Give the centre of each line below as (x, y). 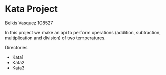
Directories (16, 47)
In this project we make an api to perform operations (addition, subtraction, (83, 32)
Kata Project (31, 9)
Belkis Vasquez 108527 (29, 23)
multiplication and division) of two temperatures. (55, 38)
